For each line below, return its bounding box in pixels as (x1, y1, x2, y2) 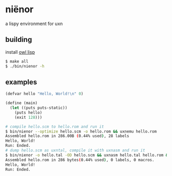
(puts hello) (14, 110, 42, 115)
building (5, 35, 32, 44)
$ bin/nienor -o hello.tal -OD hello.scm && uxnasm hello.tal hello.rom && (5, 152, 170, 158)
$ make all (5, 59, 29, 64)
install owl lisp (5, 49, 35, 55)
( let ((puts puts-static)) (10, 105, 68, 111)
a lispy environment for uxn (5, 20, 63, 27)
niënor (5, 4, 34, 15)
